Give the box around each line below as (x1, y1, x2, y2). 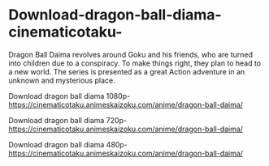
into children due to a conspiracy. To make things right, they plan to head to (8, 58, 262, 68)
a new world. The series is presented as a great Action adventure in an (8, 66, 245, 76)
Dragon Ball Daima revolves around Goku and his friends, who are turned (8, 49, 254, 59)
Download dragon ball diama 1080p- (8, 91, 131, 100)
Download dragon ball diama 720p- (8, 115, 128, 125)
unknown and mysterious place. (8, 75, 115, 85)
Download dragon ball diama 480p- (8, 139, 128, 149)
